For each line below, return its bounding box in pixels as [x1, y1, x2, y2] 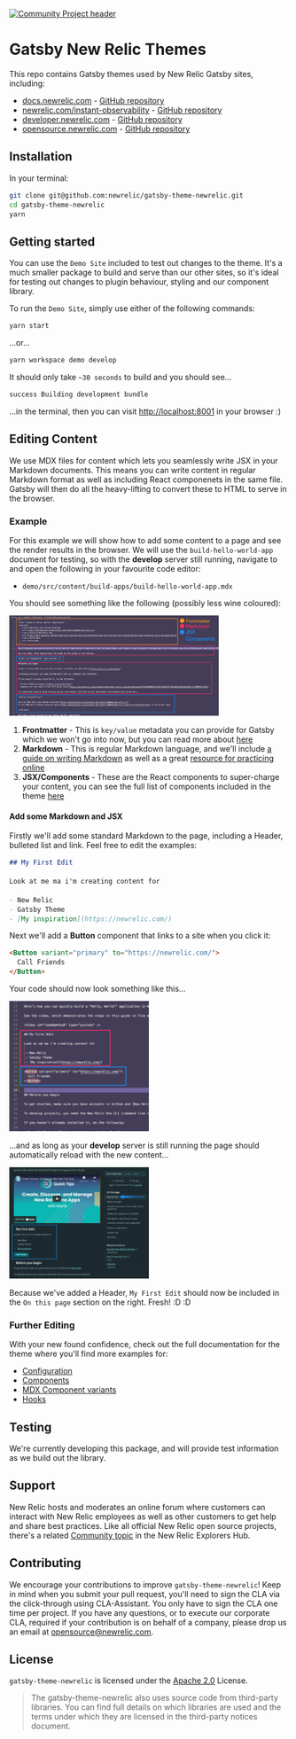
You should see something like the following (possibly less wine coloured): [9, 597, 282, 608]
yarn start [9, 322, 50, 331]
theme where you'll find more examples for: [9, 1348, 168, 1360]
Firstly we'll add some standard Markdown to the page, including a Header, [9, 831, 284, 841]
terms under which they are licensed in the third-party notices [30, 1712, 258, 1722]
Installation [9, 149, 73, 164]
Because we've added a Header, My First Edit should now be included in [9, 1287, 280, 1298]
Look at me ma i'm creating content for [9, 877, 161, 886]
